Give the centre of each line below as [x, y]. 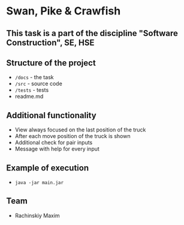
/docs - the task [34, 77]
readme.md [29, 97]
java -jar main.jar [39, 183]
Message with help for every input [57, 149]
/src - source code [39, 84]
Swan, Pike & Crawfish [64, 11]
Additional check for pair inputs [54, 143]
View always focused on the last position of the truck [80, 130]
